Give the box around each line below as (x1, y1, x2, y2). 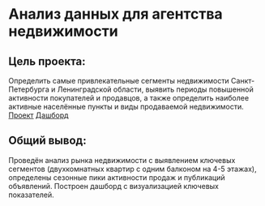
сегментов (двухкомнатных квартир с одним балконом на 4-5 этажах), (8, 164, 257, 174)
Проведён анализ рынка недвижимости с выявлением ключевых (8, 155, 236, 165)
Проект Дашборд (8, 110, 69, 120)
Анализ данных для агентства (8, 5, 223, 24)
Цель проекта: (8, 54, 87, 68)
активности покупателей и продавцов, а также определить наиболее (8, 93, 250, 102)
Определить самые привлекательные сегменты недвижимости (8, 76, 229, 85)
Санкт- (230, 76, 255, 85)
